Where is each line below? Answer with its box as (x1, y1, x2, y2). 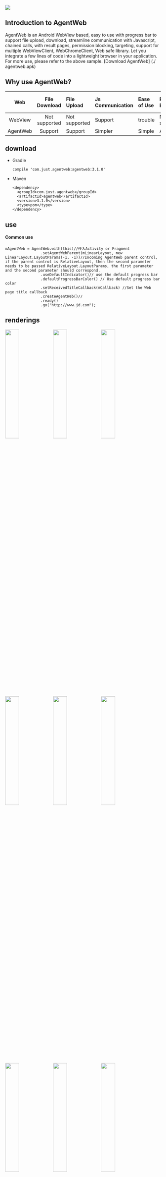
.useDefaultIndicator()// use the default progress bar (40, 273, 158, 278)
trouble (138, 116, 155, 123)
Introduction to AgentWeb (5, 19, 87, 27)
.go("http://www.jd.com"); (40, 303, 96, 308)
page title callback (5, 290, 48, 295)
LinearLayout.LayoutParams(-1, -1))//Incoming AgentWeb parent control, (5, 255, 158, 260)
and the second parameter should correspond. (5, 268, 100, 273)
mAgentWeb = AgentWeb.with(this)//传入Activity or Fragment (5, 246, 130, 251)
